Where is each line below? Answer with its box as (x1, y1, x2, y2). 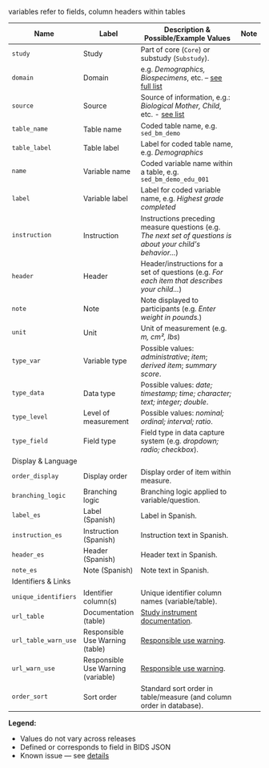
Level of (82, 408, 110, 418)
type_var (11, 357, 42, 365)
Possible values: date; (140, 380, 213, 390)
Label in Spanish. (140, 511, 198, 520)
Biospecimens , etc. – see (140, 73, 223, 83)
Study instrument (140, 607, 198, 616)
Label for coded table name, (140, 139, 234, 148)
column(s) (82, 596, 118, 606)
